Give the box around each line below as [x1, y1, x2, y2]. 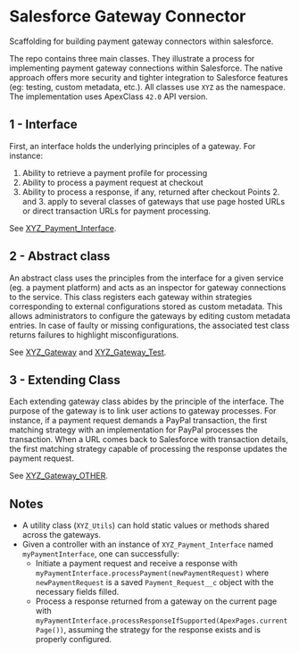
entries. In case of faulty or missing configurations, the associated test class [9, 320, 290, 331]
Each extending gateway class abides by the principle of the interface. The [9, 396, 285, 407]
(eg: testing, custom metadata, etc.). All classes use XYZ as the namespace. [9, 81, 286, 92]
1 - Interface [9, 117, 78, 132]
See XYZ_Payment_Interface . [9, 222, 117, 233]
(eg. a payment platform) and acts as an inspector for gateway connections [9, 281, 287, 292]
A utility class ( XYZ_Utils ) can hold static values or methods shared [21, 520, 270, 531]
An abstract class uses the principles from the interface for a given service [9, 272, 284, 283]
